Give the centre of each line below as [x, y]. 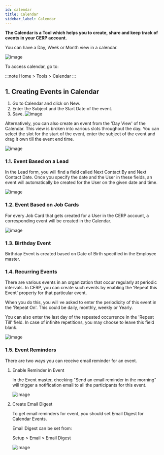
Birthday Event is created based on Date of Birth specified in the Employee [81, 254]
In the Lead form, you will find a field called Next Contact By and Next [76, 172]
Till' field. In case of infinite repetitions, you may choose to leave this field [80, 322]
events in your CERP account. [36, 38]
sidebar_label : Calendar [31, 19]
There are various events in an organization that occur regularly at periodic [81, 282]
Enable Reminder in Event [38, 370]
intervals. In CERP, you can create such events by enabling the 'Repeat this [81, 288]
